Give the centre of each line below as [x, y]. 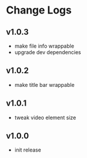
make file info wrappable [44, 46]
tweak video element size [45, 117]
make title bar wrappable [44, 85]
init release [28, 150]
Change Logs [39, 10]
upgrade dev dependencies [48, 52]
